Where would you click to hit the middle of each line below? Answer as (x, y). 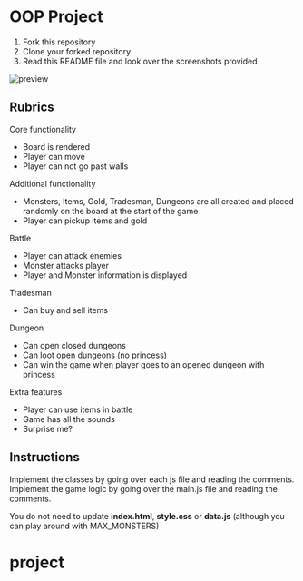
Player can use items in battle (78, 409)
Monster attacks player (65, 265)
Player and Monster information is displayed (105, 275)
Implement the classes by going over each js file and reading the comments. (152, 479)
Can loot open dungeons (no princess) (95, 355)
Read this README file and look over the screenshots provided (140, 61)
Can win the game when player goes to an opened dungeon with (143, 364)
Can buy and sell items (65, 310)
